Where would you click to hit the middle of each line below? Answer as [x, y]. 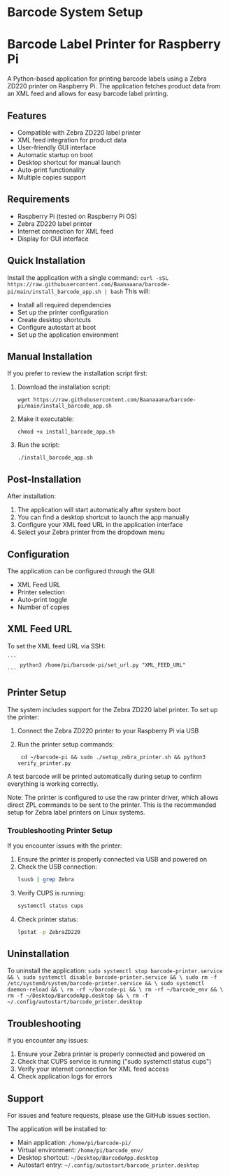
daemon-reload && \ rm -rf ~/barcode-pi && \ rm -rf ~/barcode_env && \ [115, 990]
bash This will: [130, 291]
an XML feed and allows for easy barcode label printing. [88, 94]
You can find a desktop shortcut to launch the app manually [103, 517]
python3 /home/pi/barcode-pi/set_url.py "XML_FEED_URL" [103, 665]
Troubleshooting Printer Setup [60, 830]
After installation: [32, 496]
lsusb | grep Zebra [46, 879]
